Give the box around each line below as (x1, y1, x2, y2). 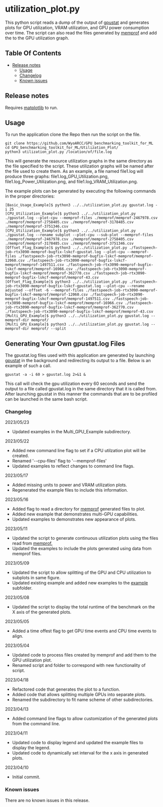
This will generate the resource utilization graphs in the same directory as (5, 158, 152, 164)
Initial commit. (12, 774, 40, 780)
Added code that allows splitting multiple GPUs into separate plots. (12, 692, 146, 697)
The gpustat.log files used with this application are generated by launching (5, 352, 155, 358)
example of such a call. (5, 363, 52, 368)
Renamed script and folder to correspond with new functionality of (12, 662, 146, 668)
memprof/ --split (31, 326, 67, 331)
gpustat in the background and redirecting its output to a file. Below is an (5, 358, 151, 364)
